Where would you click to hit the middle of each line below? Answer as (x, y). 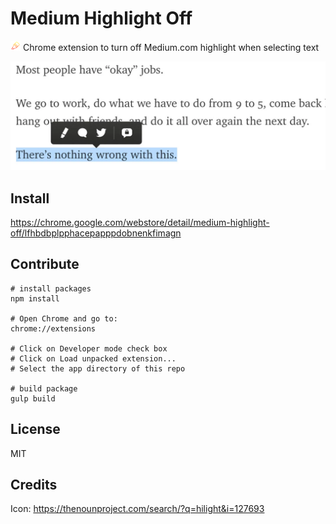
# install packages (51, 288)
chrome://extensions (53, 328)
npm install (35, 298)
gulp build (33, 398)
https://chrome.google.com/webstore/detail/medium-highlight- (140, 222)
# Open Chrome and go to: (64, 318)
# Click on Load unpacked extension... (93, 358)
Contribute (45, 264)
